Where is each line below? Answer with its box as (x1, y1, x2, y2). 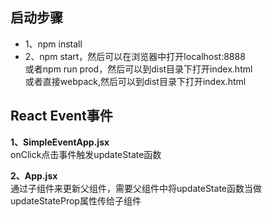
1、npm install (24, 38, 83, 50)
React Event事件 (10, 108, 113, 125)
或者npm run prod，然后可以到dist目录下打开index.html (24, 63, 253, 75)
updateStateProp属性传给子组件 (10, 194, 142, 207)
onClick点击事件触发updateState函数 (10, 148, 162, 160)
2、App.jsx (10, 169, 58, 182)
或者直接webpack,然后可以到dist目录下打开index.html (24, 75, 247, 87)
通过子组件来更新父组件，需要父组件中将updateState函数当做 (10, 182, 262, 194)
